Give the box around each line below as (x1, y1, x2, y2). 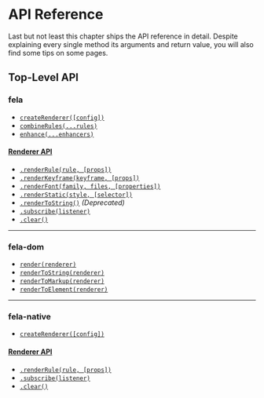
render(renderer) (19, 261, 77, 268)
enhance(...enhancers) (19, 130, 94, 138)
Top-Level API (8, 71, 79, 84)
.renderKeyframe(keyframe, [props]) (19, 174, 140, 182)
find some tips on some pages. (8, 48, 108, 57)
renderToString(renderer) (19, 269, 104, 277)
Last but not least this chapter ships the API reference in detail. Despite (8, 31, 238, 41)
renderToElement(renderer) (19, 286, 108, 294)
